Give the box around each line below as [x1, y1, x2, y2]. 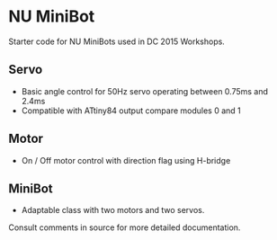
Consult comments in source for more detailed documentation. [8, 222, 241, 233]
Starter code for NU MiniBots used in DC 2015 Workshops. [8, 36, 226, 47]
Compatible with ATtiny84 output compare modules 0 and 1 [21, 105, 242, 116]
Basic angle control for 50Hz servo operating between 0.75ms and [21, 85, 269, 96]
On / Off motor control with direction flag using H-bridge [21, 155, 231, 165]
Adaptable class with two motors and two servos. [21, 205, 205, 216]
